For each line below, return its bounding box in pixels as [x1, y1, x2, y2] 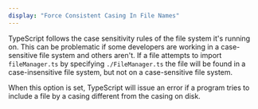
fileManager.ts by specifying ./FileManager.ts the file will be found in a [8, 59, 246, 68]
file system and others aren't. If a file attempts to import [39, 50, 222, 60]
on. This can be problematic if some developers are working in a [8, 41, 220, 52]
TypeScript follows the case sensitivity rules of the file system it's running [8, 33, 251, 43]
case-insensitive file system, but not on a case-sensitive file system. [8, 67, 233, 76]
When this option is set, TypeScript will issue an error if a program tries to [8, 83, 250, 92]
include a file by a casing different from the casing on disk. [8, 91, 201, 100]
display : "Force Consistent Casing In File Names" [8, 11, 180, 20]
